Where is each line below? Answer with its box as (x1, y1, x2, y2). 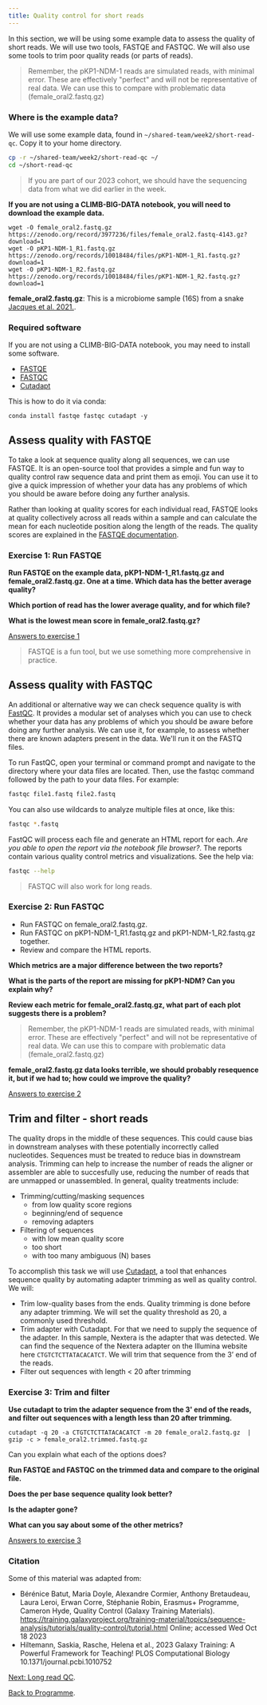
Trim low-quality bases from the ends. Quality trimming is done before (19, 1298, 251, 1308)
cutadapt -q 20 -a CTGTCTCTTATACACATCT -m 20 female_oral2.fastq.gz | (8, 1428, 251, 1436)
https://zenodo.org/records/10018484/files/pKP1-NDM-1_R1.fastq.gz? (8, 251, 241, 260)
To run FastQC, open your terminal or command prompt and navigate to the (8, 757, 256, 767)
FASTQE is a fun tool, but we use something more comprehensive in (27, 647, 251, 656)
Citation (8, 1556, 40, 1567)
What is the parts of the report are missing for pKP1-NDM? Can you (8, 976, 235, 986)
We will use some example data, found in (8, 129, 143, 139)
